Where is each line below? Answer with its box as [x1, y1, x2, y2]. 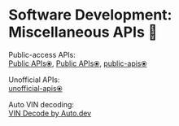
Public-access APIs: [8, 50, 76, 59]
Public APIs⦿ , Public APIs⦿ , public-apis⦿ [8, 59, 147, 68]
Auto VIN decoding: [8, 99, 75, 109]
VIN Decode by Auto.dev [8, 108, 92, 118]
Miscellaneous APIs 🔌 [8, 23, 158, 41]
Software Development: [8, 6, 172, 24]
